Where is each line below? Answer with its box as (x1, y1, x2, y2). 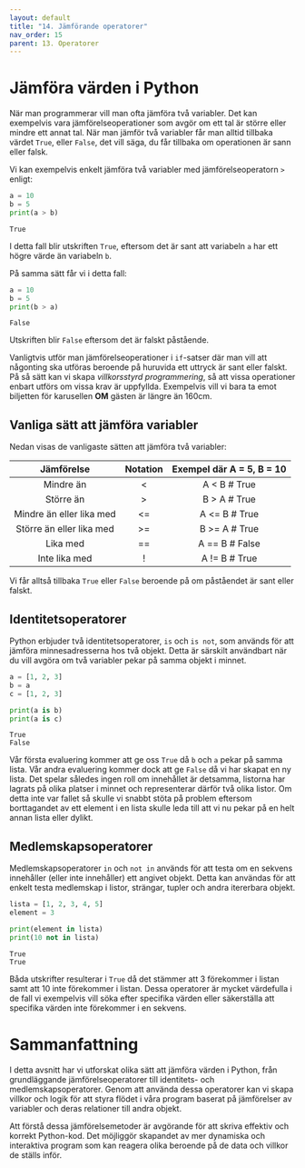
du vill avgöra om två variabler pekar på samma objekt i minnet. (9, 655, 247, 666)
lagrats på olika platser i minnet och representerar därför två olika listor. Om (9, 784, 292, 794)
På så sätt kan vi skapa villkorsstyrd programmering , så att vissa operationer (9, 372, 296, 383)
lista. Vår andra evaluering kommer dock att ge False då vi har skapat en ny (9, 764, 292, 775)
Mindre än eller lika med (14, 508, 116, 521)
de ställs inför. (9, 1149, 62, 1160)
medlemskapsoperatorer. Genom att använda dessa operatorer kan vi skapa (9, 1083, 294, 1094)
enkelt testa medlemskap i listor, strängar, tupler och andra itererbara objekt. (9, 883, 296, 893)
